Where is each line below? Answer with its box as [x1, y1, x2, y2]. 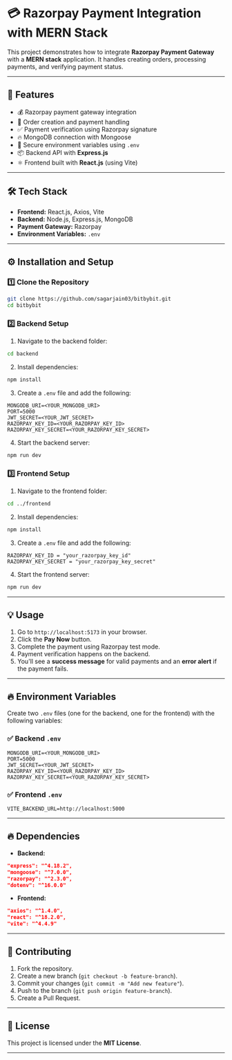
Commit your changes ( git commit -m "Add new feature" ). [17, 979, 184, 987]
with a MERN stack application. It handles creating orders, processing [7, 55, 206, 63]
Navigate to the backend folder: [17, 337, 108, 346]
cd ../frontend [7, 501, 51, 508]
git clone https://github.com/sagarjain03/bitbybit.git [7, 295, 171, 303]
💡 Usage [7, 609, 44, 621]
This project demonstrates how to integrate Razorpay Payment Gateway [7, 48, 215, 56]
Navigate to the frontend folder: [17, 487, 107, 495]
